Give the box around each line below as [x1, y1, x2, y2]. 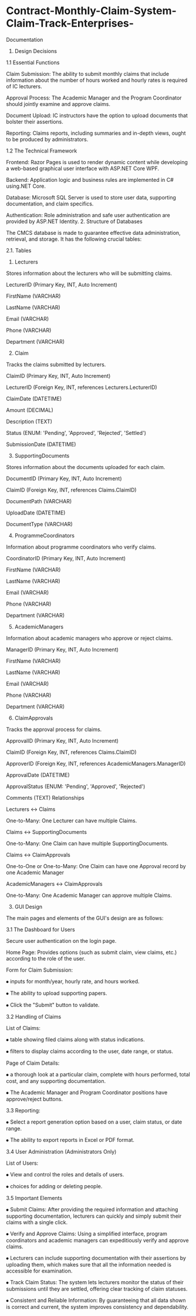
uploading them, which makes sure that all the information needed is [6, 1261, 172, 1268]
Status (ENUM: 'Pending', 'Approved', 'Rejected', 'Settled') [6, 429, 147, 436]
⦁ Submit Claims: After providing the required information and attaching [6, 1205, 178, 1213]
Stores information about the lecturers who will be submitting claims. [6, 270, 173, 277]
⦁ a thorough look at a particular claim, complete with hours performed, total [6, 1071, 191, 1078]
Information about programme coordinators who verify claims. [6, 543, 157, 550]
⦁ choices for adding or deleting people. [6, 1182, 103, 1189]
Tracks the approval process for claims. [6, 726, 102, 733]
